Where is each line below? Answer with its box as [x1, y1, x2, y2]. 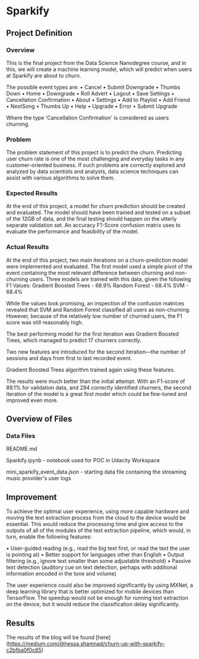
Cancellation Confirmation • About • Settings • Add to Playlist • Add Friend [6, 96, 190, 103]
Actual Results [6, 243, 49, 251]
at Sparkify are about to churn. [6, 72, 81, 79]
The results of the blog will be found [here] [6, 634, 111, 641]
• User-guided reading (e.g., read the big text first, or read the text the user [6, 544, 190, 552]
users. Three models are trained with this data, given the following [29, 276, 191, 283]
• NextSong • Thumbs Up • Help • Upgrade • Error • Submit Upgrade [6, 103, 178, 110]
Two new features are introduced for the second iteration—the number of [6, 348, 186, 355]
